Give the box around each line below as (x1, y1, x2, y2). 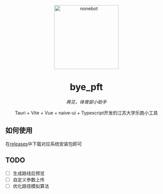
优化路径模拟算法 (12, 183, 49, 189)
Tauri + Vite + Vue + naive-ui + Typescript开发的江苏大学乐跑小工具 (14, 110, 158, 116)
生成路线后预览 (12, 170, 45, 176)
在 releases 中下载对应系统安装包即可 (5, 141, 82, 147)
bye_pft (69, 81, 103, 93)
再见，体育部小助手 (66, 99, 107, 105)
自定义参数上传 (12, 177, 45, 183)
